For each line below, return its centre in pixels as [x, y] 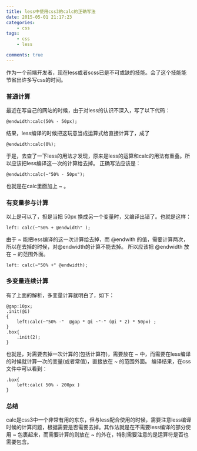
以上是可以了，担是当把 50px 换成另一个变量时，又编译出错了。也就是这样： [98, 217]
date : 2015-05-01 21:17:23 [39, 17]
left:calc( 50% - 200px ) [49, 385]
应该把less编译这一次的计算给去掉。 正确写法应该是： [76, 163]
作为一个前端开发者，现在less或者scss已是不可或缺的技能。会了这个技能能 [96, 72]
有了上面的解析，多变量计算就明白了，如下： [60, 295]
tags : [13, 34]
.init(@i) [18, 311]
